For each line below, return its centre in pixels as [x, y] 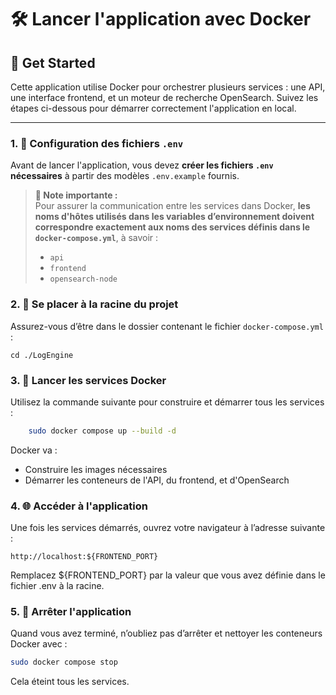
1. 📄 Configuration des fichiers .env [97, 143]
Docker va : [34, 450]
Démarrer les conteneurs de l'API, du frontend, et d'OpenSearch [157, 480]
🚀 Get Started [53, 62]
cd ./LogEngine [42, 355]
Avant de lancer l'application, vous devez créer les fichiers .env [142, 165]
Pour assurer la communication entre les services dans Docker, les [172, 206]
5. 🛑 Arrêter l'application [71, 611]
